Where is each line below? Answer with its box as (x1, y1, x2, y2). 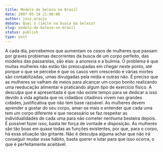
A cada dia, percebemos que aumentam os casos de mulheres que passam (5, 47, 158, 54)
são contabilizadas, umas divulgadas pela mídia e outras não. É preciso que (5, 74, 159, 80)
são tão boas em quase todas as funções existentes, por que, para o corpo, (5, 126, 158, 131)
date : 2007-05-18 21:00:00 (5, 12, 60, 17)
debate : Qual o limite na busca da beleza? (5, 21, 96, 26)
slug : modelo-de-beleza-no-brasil (5, 25, 76, 30)
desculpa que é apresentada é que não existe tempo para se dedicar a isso (5, 89, 158, 95)
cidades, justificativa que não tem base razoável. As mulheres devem (5, 100, 145, 106)
